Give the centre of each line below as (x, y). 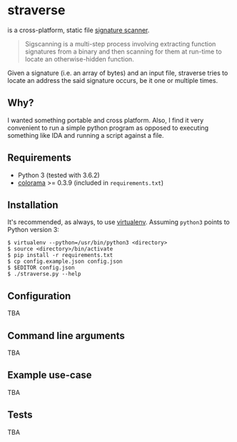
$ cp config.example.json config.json (65, 262)
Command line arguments (66, 335)
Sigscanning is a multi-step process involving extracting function (120, 44)
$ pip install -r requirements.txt (60, 256)
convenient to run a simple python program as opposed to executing (108, 128)
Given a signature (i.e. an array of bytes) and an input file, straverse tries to (118, 73)
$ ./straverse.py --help (44, 274)
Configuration (39, 296)
